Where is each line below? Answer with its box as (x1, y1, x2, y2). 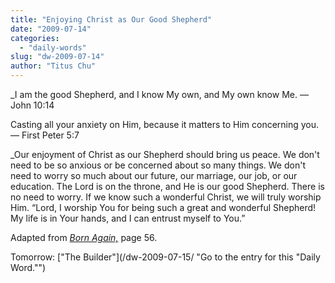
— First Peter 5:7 (10, 129, 80, 141)
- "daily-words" (19, 42, 87, 53)
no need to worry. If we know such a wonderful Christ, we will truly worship (10, 191, 322, 203)
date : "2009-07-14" (10, 24, 92, 34)
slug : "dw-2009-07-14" (10, 52, 105, 62)
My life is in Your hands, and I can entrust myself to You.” (10, 212, 246, 224)
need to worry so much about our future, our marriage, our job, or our (10, 170, 298, 181)
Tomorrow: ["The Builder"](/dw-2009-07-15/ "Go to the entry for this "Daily (10, 251, 321, 263)
